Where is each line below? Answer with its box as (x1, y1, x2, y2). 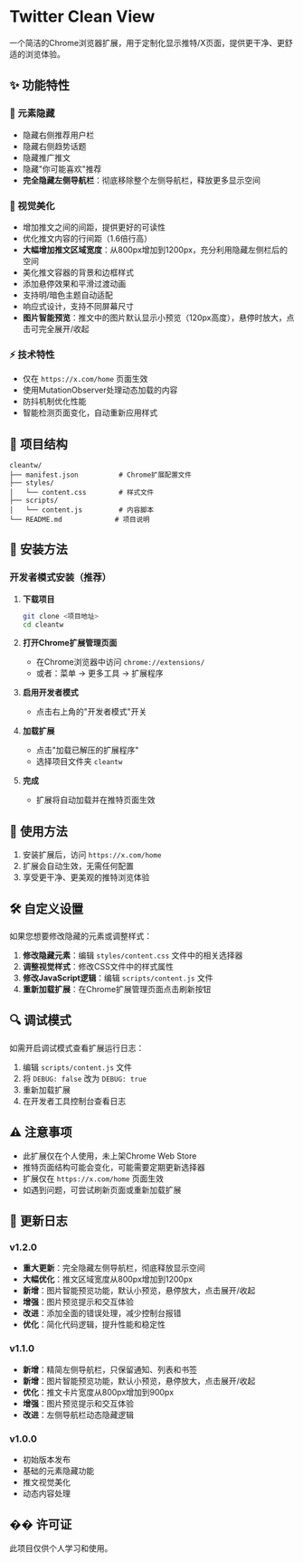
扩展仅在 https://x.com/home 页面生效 (22, 1173, 165, 1184)
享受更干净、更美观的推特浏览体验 (22, 872, 150, 883)
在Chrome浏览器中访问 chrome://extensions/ (35, 657, 205, 667)
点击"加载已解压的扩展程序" (35, 744, 139, 756)
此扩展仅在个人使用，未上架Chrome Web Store (22, 1150, 197, 1161)
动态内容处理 (22, 1488, 71, 1499)
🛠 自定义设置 (9, 901, 84, 916)
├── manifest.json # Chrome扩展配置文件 (9, 470, 192, 480)
